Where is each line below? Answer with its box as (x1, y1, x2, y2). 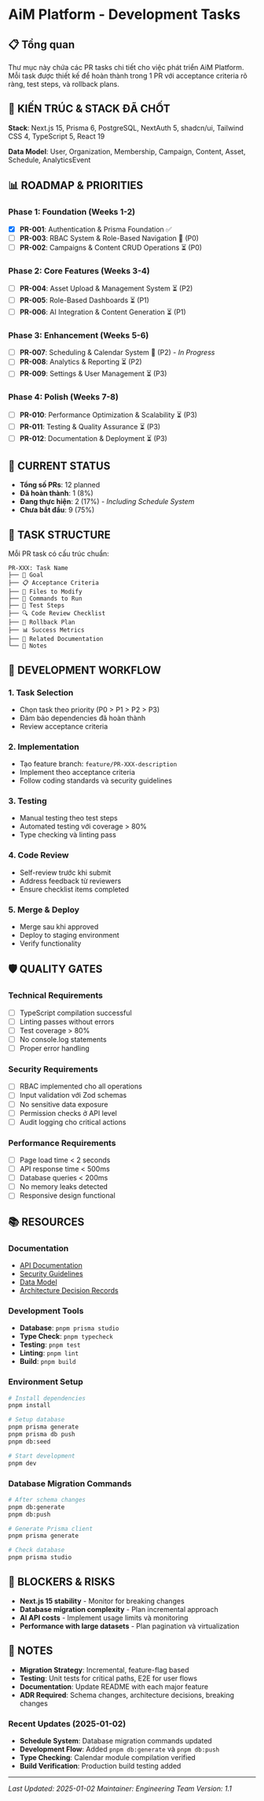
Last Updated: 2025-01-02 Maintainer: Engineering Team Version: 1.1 (8, 1784, 232, 1793)
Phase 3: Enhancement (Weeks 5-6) (8, 329, 149, 340)
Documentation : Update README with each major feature (19, 1681, 209, 1691)
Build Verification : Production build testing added (19, 1761, 181, 1770)
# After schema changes (8, 1495, 86, 1503)
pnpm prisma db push (8, 1431, 76, 1439)
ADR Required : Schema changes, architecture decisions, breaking (19, 1690, 234, 1699)
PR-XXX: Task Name (8, 565, 68, 573)
